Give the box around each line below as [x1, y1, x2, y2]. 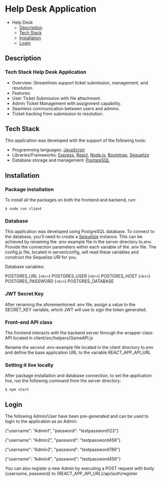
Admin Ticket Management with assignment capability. [12, 100, 122, 106]
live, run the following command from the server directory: [5, 378, 121, 384]
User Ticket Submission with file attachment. [12, 95, 102, 101]
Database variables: [5, 264, 45, 270]
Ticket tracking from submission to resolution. [12, 111, 104, 116]
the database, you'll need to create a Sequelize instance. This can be [5, 234, 143, 240]
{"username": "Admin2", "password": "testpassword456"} [5, 437, 121, 443]
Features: [12, 90, 31, 96]
